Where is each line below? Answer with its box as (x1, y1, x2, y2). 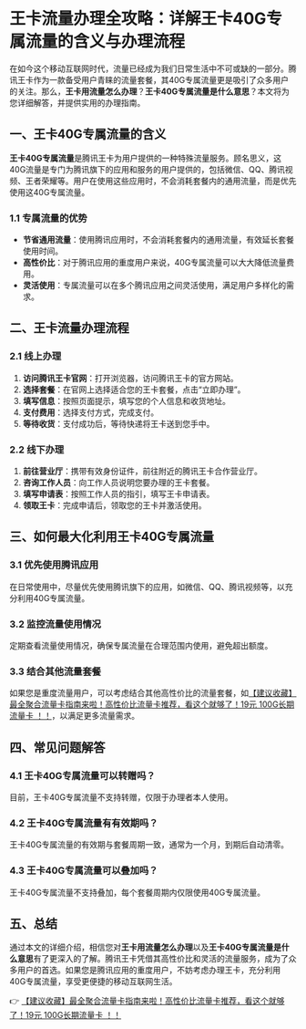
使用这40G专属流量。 (9, 186, 90, 197)
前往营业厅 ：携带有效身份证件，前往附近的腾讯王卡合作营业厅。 (22, 466, 262, 477)
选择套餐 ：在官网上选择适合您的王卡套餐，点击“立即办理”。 (22, 384, 246, 395)
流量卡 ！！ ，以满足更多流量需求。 (9, 711, 139, 722)
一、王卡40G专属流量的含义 (9, 127, 167, 142)
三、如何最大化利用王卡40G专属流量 (9, 529, 215, 545)
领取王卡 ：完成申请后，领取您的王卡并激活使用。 (22, 500, 207, 511)
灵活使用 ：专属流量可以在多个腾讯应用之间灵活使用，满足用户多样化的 (22, 280, 287, 291)
